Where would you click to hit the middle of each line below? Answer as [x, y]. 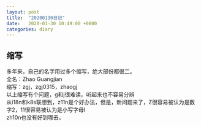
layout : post [23, 12]
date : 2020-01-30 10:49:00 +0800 [52, 23]
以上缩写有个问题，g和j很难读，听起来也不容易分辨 [70, 94]
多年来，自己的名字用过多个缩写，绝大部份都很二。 [71, 72]
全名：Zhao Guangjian [34, 79]
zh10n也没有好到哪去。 [35, 118]
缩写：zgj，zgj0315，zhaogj [42, 87]
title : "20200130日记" [36, 18]
